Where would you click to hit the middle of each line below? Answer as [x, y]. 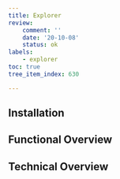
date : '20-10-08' [51, 37]
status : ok [40, 45]
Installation [36, 113]
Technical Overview [58, 166]
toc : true [24, 67]
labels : [21, 52]
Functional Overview [60, 140]
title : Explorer [35, 15]
